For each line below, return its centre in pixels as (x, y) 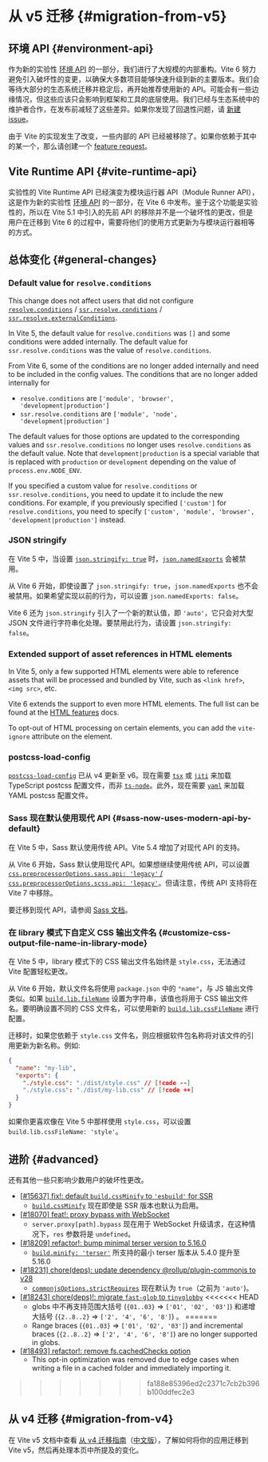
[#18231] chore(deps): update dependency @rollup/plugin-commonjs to (138, 1270)
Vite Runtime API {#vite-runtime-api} (103, 172)
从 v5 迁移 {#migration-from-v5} (118, 16)
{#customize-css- (195, 932)
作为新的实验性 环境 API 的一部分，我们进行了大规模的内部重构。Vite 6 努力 (132, 69)
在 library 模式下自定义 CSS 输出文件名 (83, 932)
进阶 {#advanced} (54, 1159)
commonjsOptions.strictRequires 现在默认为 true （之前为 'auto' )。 (142, 1288)
